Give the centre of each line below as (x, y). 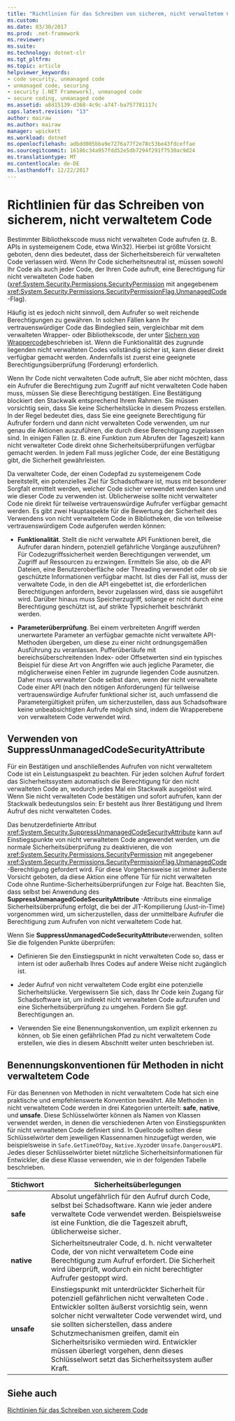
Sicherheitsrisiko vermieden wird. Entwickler (124, 1342)
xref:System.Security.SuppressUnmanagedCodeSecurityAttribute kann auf (115, 832)
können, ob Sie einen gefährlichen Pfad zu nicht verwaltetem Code (114, 1035)
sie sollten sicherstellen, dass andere (112, 1324)
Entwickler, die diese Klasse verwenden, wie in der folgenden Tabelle (107, 1160)
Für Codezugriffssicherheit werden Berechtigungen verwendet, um (114, 554)
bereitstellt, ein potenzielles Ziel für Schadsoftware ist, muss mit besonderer (117, 481)
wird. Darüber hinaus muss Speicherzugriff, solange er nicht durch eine (120, 599)
